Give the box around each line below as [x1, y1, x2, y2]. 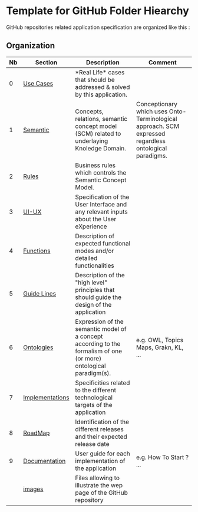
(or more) [75, 354, 102, 362]
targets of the [75, 401, 113, 409]
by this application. [75, 90, 128, 99]
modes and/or [75, 247, 114, 255]
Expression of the [75, 317, 124, 326]
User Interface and [75, 200, 127, 208]
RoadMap [23, 429, 50, 437]
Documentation [23, 457, 66, 465]
